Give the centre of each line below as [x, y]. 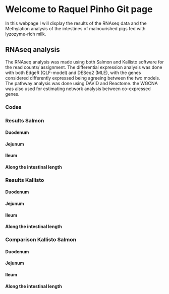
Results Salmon [25, 120]
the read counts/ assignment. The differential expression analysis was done [84, 67]
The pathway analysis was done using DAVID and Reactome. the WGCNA [81, 83]
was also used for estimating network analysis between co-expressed [78, 89]
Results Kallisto [25, 180]
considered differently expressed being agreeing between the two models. [83, 78]
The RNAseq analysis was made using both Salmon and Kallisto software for [84, 62]
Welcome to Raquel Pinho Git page [79, 9]
